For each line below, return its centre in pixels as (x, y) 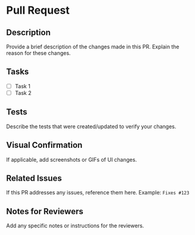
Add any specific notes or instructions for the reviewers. (75, 226)
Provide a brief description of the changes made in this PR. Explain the (93, 47)
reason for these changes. (38, 53)
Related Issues (34, 178)
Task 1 (23, 86)
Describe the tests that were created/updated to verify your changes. (91, 126)
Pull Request (38, 10)
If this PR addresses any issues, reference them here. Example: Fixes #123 (98, 193)
